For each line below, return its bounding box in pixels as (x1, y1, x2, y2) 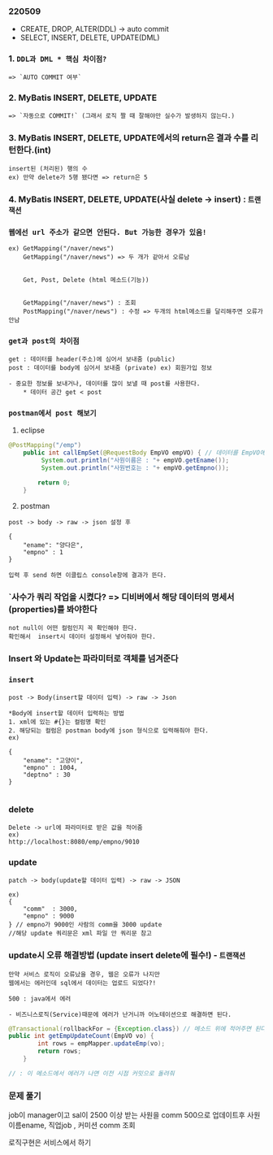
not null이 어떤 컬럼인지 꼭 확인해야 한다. (8, 624, 138, 632)
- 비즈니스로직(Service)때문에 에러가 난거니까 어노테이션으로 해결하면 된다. (8, 1010, 232, 1018)
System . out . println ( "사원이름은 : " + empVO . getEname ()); (41, 456, 230, 464)
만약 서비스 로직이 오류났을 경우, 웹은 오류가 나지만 (8, 970, 160, 979)
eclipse (19, 425, 45, 435)
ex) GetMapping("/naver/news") (8, 245, 115, 253)
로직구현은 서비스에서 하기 (8, 1138, 92, 1148)
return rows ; (37, 1047, 82, 1056)
